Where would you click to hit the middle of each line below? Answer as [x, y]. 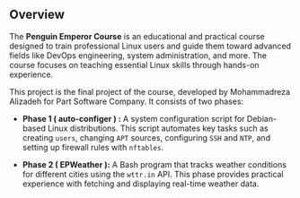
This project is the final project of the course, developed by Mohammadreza [150, 91]
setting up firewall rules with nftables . [93, 147]
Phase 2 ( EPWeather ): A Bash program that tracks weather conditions [154, 164]
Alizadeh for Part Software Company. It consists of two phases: [127, 101]
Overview [37, 15]
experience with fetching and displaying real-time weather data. [141, 184]
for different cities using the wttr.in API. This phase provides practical [153, 174]
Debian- [261, 118]
